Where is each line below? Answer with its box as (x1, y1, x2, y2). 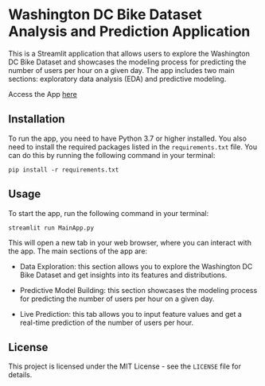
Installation (8, 113, 65, 126)
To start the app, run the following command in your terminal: (8, 208, 209, 218)
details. (8, 370, 33, 380)
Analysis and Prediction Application (8, 22, 251, 41)
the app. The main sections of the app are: (8, 246, 148, 256)
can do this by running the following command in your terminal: (8, 150, 216, 160)
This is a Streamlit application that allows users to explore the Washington (8, 48, 251, 58)
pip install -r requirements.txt (8, 165, 119, 174)
